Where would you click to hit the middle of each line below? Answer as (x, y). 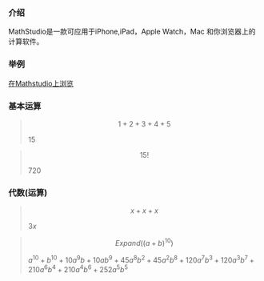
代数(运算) (28, 192)
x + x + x (144, 211)
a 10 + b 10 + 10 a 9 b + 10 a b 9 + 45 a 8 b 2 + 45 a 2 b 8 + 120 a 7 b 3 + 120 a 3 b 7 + (141, 259)
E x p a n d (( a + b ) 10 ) (144, 242)
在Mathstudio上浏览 (41, 83)
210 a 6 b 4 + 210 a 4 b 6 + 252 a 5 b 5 (78, 269)
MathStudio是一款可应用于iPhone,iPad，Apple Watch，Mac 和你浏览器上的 (132, 32)
